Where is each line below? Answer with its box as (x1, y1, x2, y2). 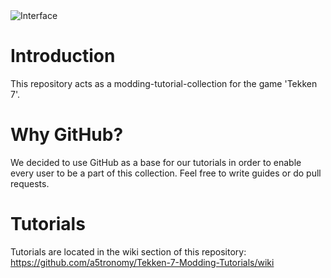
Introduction (10, 45, 116, 68)
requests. (10, 177, 50, 189)
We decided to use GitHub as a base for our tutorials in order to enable (10, 156, 302, 168)
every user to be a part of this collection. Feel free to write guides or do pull (10, 167, 322, 179)
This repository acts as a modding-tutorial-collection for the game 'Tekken (10, 77, 318, 89)
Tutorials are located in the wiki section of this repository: (10, 245, 247, 258)
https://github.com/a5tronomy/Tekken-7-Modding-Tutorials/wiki (10, 256, 275, 268)
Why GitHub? (10, 124, 124, 146)
